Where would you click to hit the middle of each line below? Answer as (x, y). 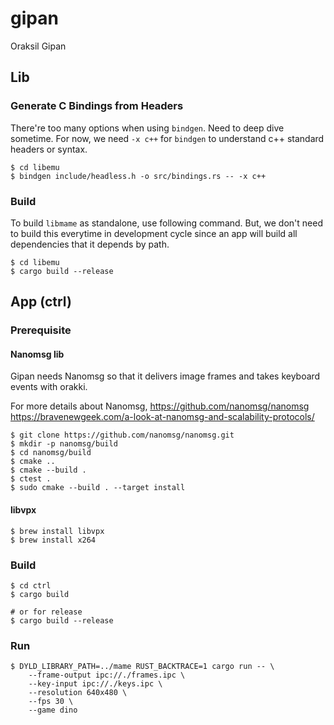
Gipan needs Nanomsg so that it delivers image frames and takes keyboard (165, 376)
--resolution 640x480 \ (78, 693)
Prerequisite (41, 330)
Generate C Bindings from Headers (97, 106)
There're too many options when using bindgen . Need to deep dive (147, 128)
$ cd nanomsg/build (51, 453)
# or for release (46, 612)
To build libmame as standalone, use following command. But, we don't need (166, 223)
